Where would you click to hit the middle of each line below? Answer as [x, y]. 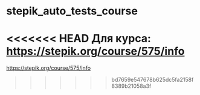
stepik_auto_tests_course [72, 11]
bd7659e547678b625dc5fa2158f [153, 80]
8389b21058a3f [131, 86]
